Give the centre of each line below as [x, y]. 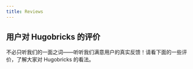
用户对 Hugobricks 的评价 [53, 37]
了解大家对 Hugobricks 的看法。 [55, 60]
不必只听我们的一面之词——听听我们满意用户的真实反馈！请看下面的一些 [94, 52]
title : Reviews [25, 11]
